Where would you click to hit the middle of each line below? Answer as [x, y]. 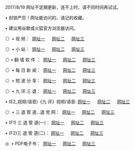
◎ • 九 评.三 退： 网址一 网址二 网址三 [51, 91]
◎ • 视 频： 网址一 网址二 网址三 [45, 39]
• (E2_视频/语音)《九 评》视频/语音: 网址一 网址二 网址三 [68, 102]
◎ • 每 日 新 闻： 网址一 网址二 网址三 [51, 70]
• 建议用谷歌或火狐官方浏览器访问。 [41, 28]
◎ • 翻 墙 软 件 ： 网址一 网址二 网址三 [51, 60]
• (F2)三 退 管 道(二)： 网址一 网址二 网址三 [54, 133]
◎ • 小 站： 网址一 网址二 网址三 [45, 49]
